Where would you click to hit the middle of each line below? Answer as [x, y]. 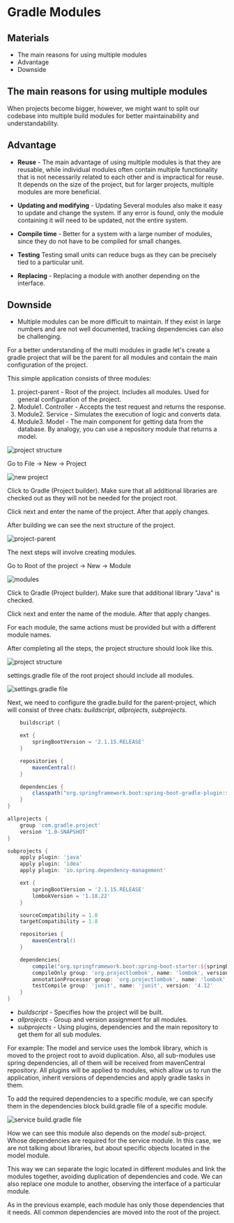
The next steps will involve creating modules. [72, 552]
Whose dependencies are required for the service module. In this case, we [114, 1141]
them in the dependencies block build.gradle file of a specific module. [107, 1106]
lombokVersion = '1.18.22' [71, 896]
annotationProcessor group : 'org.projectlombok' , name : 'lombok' [129, 979]
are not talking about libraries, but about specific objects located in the [109, 1148]
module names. [29, 635]
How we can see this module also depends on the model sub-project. [107, 1134]
